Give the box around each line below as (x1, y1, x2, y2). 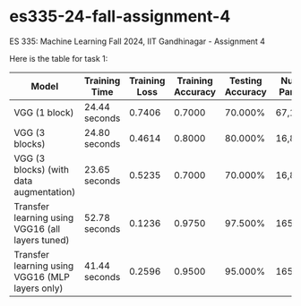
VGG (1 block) (13, 106, 74, 118)
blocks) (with (13, 163, 70, 175)
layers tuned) (13, 234, 70, 246)
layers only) (13, 282, 64, 294)
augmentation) (13, 185, 76, 198)
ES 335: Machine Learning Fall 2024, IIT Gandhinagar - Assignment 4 (9, 36, 266, 47)
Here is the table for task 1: (9, 53, 108, 64)
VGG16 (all (13, 222, 61, 234)
